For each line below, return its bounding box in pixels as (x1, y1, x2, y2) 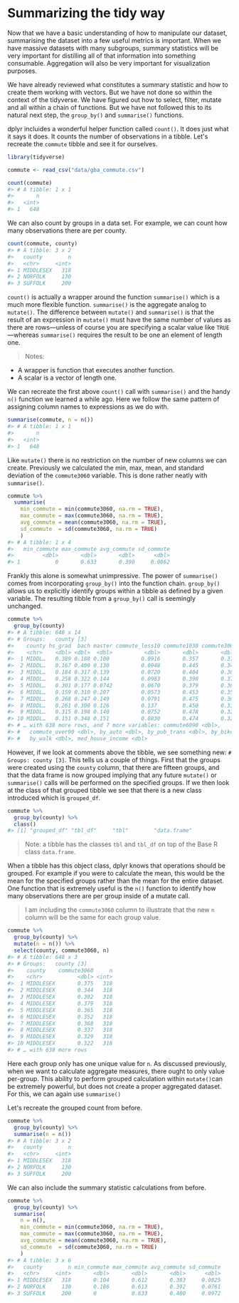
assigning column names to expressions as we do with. (7, 402, 169, 411)
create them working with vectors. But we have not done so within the (7, 88, 213, 96)
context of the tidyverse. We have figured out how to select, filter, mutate (7, 95, 222, 104)
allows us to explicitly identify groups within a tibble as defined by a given (7, 587, 223, 595)
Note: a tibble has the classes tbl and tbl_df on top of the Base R (24, 840, 218, 848)
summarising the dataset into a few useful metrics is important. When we (7, 36, 222, 44)
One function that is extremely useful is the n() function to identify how (7, 884, 216, 893)
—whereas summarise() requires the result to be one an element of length (7, 330, 223, 340)
